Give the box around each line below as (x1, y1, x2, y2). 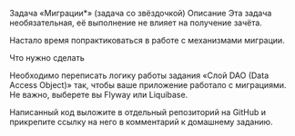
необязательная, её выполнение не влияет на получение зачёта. (9, 17, 262, 28)
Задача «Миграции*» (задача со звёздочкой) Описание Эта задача (9, 8, 272, 18)
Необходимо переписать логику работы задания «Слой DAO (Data (9, 70, 270, 81)
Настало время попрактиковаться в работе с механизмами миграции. (9, 35, 285, 45)
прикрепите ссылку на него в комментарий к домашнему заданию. (9, 117, 273, 127)
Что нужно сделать (9, 53, 85, 63)
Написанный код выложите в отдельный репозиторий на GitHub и (9, 107, 267, 117)
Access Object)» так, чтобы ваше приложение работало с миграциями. (9, 80, 287, 90)
